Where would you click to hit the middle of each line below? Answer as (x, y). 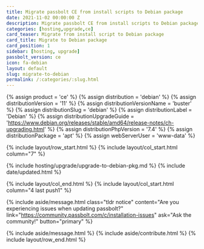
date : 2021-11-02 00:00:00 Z (43, 18)
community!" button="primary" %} (49, 222)
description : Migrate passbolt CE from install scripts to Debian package (103, 23)
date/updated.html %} (34, 172)
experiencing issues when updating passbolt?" (65, 209)
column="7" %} (26, 154)
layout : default (27, 68)
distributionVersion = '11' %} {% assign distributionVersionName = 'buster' (99, 103)
